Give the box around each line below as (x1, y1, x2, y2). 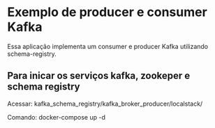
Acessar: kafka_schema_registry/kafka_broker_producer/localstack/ (7, 99, 203, 108)
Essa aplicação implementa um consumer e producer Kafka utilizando (7, 42, 209, 50)
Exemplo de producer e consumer (7, 4, 207, 20)
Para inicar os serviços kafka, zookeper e (7, 70, 191, 82)
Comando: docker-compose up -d (7, 113, 106, 121)
